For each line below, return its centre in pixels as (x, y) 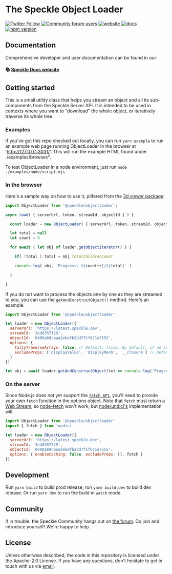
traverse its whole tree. (29, 116)
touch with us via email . (30, 566)
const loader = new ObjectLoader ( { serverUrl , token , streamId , (81, 224)
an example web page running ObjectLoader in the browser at (71, 146)
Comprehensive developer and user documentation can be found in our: (81, 57)
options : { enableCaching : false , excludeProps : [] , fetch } (77, 454)
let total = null (28, 233)
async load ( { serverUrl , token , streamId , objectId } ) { (70, 215)
